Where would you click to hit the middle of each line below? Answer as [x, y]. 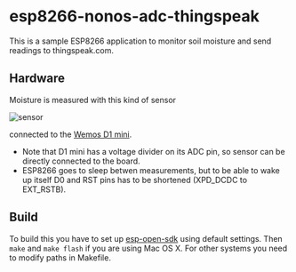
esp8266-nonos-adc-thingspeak [135, 16]
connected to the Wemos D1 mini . [71, 134]
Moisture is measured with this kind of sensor [92, 100]
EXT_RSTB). [44, 189]
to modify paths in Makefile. [60, 257]
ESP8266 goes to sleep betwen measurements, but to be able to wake [151, 170]
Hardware [37, 79]
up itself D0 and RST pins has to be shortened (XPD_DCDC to [134, 180]
